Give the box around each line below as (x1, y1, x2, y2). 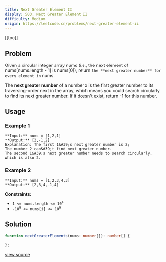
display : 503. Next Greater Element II (5, 12, 88, 17)
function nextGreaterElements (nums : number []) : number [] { (5, 233, 130, 238)
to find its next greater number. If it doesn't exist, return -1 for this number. (5, 93, 158, 99)
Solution (5, 220, 32, 229)
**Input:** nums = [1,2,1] (5, 133, 61, 138)
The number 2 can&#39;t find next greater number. (5, 146, 112, 151)
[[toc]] (5, 35, 18, 41)
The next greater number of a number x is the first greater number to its (5, 82, 154, 88)
